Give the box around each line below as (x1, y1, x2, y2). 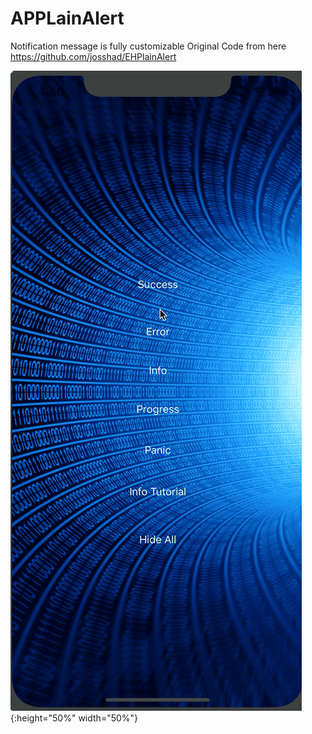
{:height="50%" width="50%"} (10, 712, 139, 724)
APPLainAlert (10, 7, 125, 30)
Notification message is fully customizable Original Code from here (10, 40, 287, 52)
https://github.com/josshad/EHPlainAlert (10, 50, 177, 62)
